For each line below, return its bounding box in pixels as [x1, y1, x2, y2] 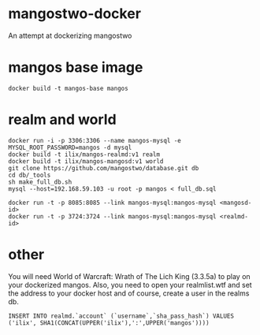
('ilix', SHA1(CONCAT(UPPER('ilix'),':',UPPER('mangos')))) [8, 318, 210, 327]
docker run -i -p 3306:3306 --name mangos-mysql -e [8, 136, 181, 144]
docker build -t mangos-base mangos [8, 84, 128, 92]
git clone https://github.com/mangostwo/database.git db [8, 164, 199, 172]
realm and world [8, 111, 117, 128]
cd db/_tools [8, 171, 51, 179]
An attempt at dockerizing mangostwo [8, 31, 132, 40]
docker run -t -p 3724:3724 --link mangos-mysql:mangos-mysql [8, 212, 217, 221]
